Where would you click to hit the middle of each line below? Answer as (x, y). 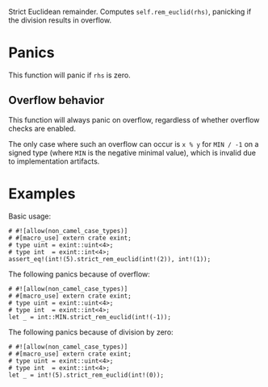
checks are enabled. (42, 128)
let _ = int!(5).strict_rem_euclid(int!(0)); (86, 375)
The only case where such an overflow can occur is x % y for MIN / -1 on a (134, 144)
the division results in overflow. (60, 20)
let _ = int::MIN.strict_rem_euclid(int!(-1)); (90, 317)
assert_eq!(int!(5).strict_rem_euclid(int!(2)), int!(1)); (110, 259)
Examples (42, 193)
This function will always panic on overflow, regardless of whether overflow (134, 119)
